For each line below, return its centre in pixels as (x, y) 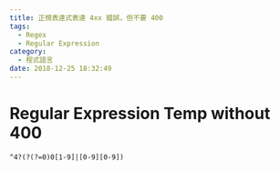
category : (28, 52)
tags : (20, 26)
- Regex (32, 35)
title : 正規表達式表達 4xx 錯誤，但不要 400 (87, 18)
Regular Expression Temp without (140, 114)
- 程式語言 (36, 60)
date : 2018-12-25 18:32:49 (61, 69)
